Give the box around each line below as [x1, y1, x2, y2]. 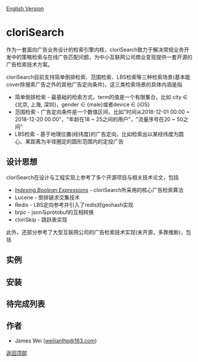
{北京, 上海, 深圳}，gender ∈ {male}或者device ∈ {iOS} [14, 101, 150, 108]
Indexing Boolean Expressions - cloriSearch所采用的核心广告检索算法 [14, 186, 184, 193]
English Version [6, 5, 44, 12]
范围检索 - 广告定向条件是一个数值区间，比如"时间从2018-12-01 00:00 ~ [14, 108, 190, 115]
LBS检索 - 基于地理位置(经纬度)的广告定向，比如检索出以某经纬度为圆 [14, 130, 184, 137]
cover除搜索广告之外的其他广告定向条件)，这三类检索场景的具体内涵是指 [6, 81, 183, 88]
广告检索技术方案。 [6, 60, 53, 68]
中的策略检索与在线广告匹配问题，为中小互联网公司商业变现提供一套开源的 [11, 53, 193, 60]
